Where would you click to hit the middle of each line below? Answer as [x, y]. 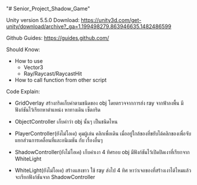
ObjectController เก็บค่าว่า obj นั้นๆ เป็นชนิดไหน [66, 122]
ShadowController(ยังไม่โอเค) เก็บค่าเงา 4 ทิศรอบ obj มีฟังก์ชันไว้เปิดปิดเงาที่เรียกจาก [102, 152]
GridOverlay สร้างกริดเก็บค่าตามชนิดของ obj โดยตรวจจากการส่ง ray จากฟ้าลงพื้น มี [99, 103]
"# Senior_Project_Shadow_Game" [48, 9]
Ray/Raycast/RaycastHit [53, 73]
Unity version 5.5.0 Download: [43, 20]
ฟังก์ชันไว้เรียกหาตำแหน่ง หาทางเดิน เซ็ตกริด [58, 110]
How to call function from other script [61, 80]
